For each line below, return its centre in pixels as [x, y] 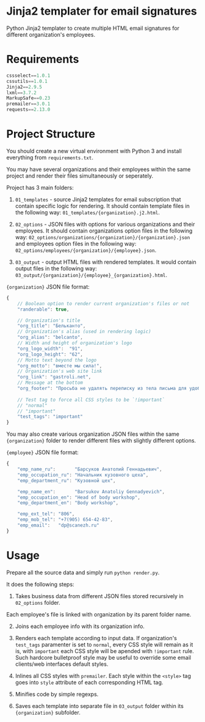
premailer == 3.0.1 [28, 104]
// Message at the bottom [50, 383]
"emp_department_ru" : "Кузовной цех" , [67, 480]
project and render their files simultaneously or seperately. [80, 176]
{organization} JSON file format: [48, 287]
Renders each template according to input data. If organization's [96, 638]
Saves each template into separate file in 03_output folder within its [99, 706]
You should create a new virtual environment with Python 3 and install [94, 151]
